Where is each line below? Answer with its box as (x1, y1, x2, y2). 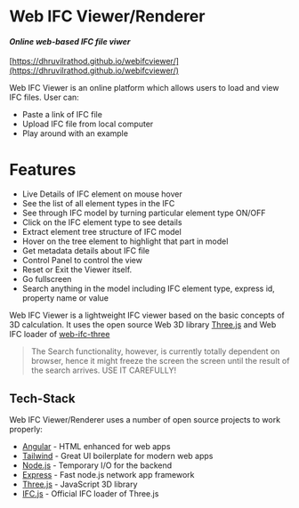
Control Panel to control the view (21, 255, 142, 266)
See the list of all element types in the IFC (21, 198, 175, 209)
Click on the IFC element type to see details (21, 217, 182, 228)
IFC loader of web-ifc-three (9, 329, 110, 340)
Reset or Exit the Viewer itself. (21, 264, 133, 275)
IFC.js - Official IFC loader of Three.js (21, 488, 159, 499)
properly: (9, 424, 43, 435)
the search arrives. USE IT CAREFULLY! (30, 365, 176, 375)
